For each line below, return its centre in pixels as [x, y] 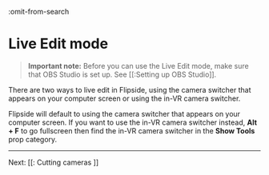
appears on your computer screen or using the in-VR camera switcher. [124, 98]
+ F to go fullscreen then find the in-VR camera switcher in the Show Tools [132, 130]
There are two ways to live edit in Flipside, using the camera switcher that [130, 89]
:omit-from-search [39, 12]
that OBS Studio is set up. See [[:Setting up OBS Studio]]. [122, 74]
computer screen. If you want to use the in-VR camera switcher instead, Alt [133, 122]
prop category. [33, 139]
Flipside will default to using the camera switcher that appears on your [124, 113]
